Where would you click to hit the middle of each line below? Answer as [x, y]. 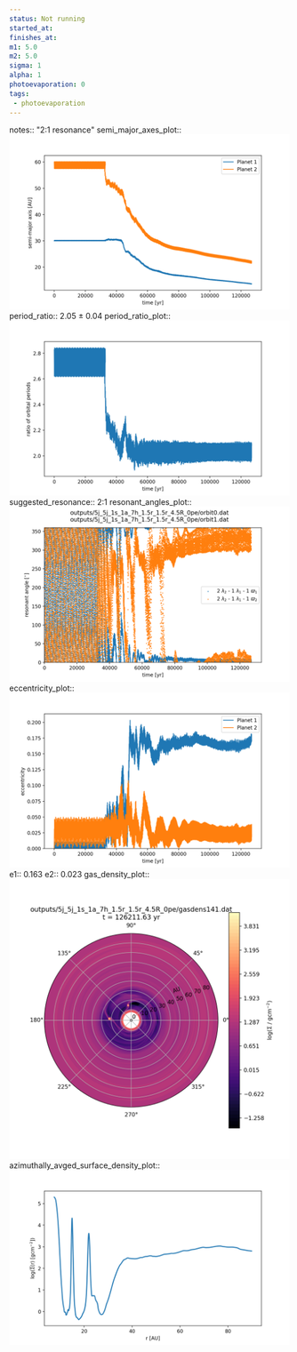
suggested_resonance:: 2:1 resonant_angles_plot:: [101, 501]
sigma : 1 [25, 66]
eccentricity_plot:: [42, 688]
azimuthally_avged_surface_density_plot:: [84, 1165]
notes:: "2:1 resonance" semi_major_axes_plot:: [96, 130]
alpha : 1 [25, 76]
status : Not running [48, 19]
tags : [19, 93]
